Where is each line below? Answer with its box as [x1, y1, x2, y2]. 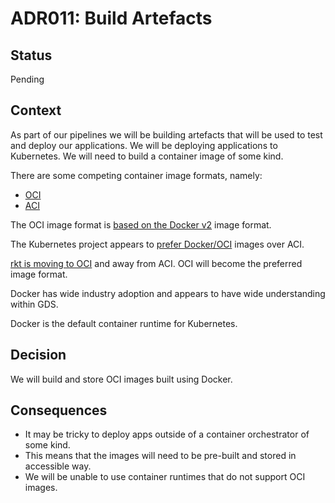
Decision [10, 347, 67, 364]
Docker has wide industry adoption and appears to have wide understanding [10, 287, 326, 299]
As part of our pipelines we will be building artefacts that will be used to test [10, 128, 323, 141]
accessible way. [24, 460, 92, 472]
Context [10, 102, 62, 119]
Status [10, 47, 53, 64]
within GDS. [10, 298, 59, 310]
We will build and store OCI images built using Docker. [10, 373, 233, 385]
